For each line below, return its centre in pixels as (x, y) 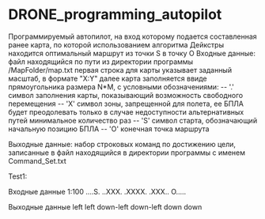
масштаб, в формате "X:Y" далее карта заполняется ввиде (108, 78)
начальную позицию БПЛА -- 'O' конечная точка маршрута (109, 129)
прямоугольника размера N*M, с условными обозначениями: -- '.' (121, 87)
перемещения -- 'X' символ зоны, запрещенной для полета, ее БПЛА (126, 104)
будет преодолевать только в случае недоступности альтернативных (126, 111)
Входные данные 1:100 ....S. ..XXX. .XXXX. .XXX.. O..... (97, 191)
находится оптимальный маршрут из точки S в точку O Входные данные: (132, 53)
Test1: (18, 176)
